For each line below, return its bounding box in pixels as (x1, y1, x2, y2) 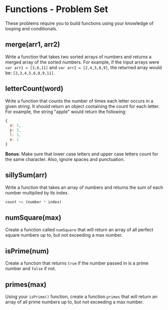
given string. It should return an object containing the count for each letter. (5, 103, 160, 109)
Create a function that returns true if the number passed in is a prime (5, 260, 149, 266)
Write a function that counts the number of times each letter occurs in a (5, 97, 153, 104)
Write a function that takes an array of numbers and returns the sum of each (5, 184, 163, 190)
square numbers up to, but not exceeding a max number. (5, 232, 123, 238)
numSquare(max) (5, 213, 61, 222)
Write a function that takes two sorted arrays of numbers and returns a (5, 54, 152, 60)
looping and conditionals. (5, 25, 58, 31)
